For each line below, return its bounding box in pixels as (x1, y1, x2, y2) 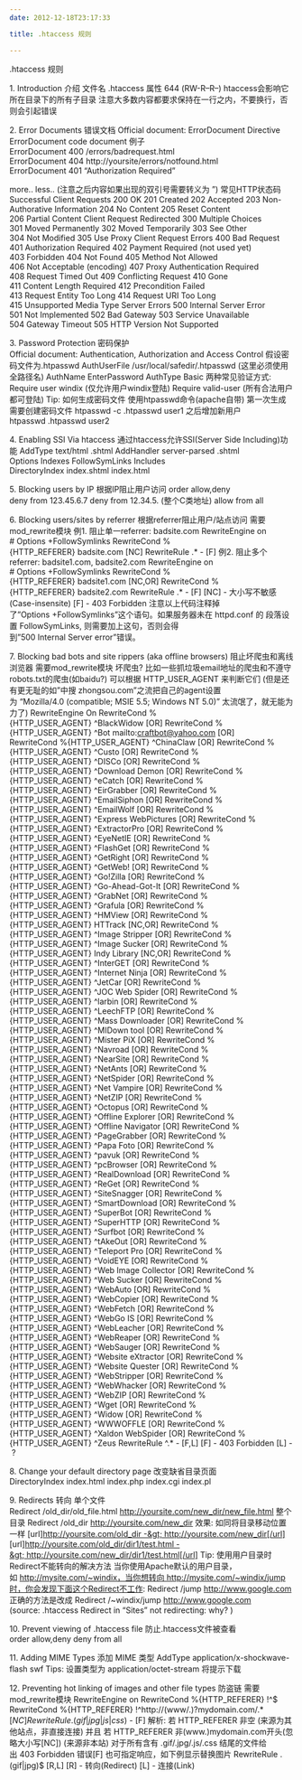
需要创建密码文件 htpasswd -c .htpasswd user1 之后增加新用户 (9, 405, 242, 416)
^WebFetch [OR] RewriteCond (93, 1303, 205, 1314)
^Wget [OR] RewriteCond (93, 1399, 187, 1410)
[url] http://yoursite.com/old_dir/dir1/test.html (9, 1538, 174, 1550)
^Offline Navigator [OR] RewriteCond (93, 1120, 230, 1131)
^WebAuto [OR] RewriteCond (93, 1284, 201, 1295)
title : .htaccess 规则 (9, 29, 92, 39)
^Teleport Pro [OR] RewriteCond (93, 1245, 214, 1256)
